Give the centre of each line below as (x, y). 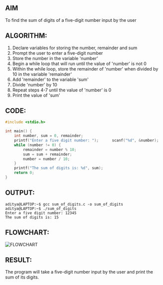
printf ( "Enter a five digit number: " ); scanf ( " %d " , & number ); (86, 141)
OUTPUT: (20, 193)
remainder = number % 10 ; (50, 149)
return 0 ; (24, 173)
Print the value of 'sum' (36, 95)
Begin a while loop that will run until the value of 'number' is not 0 (79, 64)
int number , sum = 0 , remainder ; (49, 136)
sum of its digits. (22, 277)
